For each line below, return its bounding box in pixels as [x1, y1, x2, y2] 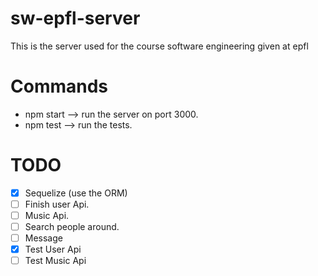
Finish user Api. [24, 198, 90, 210]
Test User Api [24, 243, 82, 256]
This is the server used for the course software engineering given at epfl [10, 40, 309, 52]
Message [24, 232, 63, 244]
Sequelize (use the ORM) [24, 187, 128, 199]
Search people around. [24, 221, 120, 232]
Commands [10, 75, 109, 98]
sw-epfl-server [10, 7, 141, 30]
